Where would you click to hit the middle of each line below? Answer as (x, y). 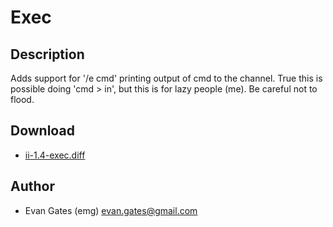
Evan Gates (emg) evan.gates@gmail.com (111, 210)
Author (32, 186)
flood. (22, 99)
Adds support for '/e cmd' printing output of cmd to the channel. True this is (166, 78)
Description (47, 54)
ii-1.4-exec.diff (55, 155)
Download (42, 131)
